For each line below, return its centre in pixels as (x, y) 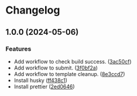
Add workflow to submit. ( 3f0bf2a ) (56, 68)
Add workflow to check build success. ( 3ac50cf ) (73, 61)
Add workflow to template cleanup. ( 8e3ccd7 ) (69, 74)
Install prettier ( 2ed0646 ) (44, 87)
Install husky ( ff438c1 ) (41, 80)
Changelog (33, 10)
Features (18, 49)
